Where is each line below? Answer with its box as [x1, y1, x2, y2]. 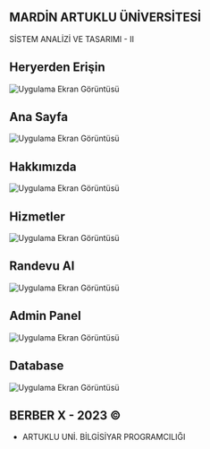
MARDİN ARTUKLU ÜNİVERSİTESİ [9, 10, 201, 25]
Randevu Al [9, 258, 75, 274]
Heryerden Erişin [9, 60, 105, 75]
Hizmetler [9, 209, 65, 224]
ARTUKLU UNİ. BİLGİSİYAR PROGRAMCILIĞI [21, 432, 186, 443]
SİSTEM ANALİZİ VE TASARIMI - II [9, 33, 134, 44]
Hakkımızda [9, 159, 77, 174]
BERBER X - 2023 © [9, 408, 122, 423]
